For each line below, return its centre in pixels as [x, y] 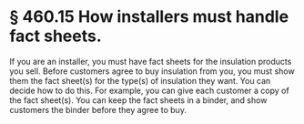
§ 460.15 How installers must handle [149, 17]
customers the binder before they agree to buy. [98, 109]
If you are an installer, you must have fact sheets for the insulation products [151, 61]
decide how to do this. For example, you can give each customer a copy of [149, 90]
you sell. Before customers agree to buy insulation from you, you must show [152, 71]
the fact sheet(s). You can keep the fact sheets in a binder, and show [138, 100]
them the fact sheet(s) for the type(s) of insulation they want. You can [140, 80]
